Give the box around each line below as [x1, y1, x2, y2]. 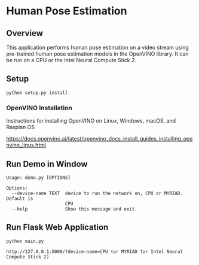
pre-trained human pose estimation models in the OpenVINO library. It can [6, 50, 189, 57]
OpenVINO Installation [6, 103, 73, 112]
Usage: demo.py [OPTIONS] [6, 175, 71, 181]
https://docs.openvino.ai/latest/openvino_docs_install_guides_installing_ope [6, 135, 193, 142]
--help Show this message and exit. [11, 206, 137, 212]
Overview [6, 28, 44, 38]
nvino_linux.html [6, 142, 47, 149]
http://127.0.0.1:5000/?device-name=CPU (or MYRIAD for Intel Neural [6, 248, 183, 255]
